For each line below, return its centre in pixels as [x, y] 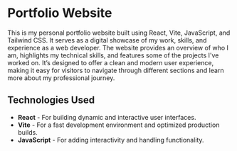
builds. [27, 132]
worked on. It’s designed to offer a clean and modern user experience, [111, 62]
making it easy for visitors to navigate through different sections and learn [116, 70]
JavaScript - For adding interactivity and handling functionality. [111, 140]
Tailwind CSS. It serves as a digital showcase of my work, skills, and [107, 40]
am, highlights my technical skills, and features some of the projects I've [113, 55]
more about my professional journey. [61, 78]
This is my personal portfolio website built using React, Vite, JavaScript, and [119, 33]
